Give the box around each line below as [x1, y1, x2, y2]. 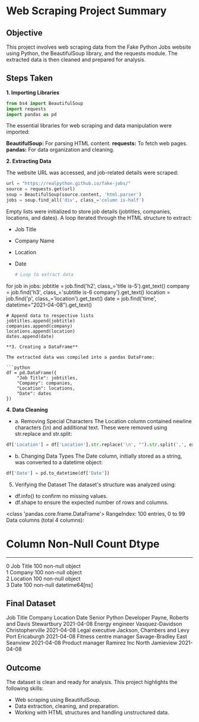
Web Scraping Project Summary [6, 4, 167, 18]
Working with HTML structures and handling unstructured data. [14, 709, 169, 716]
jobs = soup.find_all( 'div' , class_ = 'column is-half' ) [6, 197, 145, 203]
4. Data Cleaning [6, 406, 49, 413]
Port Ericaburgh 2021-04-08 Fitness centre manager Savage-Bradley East [6, 633, 188, 640]
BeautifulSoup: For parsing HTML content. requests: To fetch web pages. [6, 140, 188, 147]
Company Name [14, 237, 54, 244]
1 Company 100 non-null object [6, 568, 82, 576]
